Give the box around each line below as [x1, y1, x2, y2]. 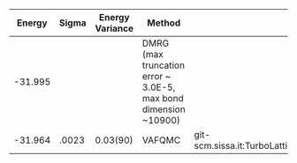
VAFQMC [141, 134, 181, 146]
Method [147, 17, 181, 29]
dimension [141, 103, 186, 115]
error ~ [141, 70, 171, 82]
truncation [141, 59, 186, 71]
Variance [95, 22, 134, 34]
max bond [141, 93, 184, 104]
